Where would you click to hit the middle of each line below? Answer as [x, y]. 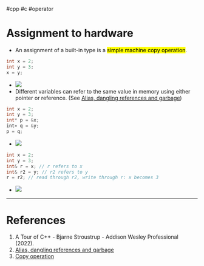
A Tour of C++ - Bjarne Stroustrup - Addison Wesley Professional [97, 237]
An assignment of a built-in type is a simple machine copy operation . [101, 50]
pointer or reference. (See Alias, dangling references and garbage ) [98, 98]
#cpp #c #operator [30, 9]
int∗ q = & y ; [23, 126]
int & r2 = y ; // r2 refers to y [47, 172]
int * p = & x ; [23, 120]
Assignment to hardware [70, 33]
